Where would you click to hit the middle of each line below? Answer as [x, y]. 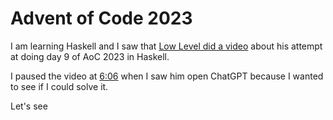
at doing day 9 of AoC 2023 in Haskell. [90, 56]
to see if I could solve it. [59, 86]
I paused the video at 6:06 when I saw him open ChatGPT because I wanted [167, 76]
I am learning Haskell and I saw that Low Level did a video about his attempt [166, 46]
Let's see [29, 106]
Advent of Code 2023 [101, 18]
